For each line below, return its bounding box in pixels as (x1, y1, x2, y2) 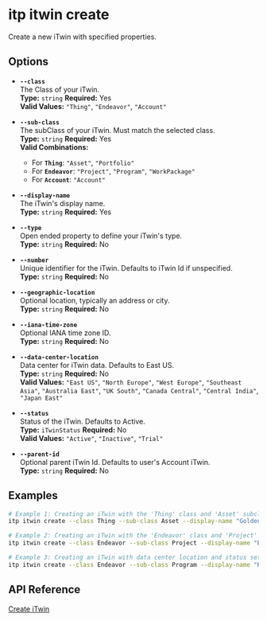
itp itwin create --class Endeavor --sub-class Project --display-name (8, 539, 250, 547)
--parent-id (19, 450, 60, 459)
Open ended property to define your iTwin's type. (19, 231, 183, 240)
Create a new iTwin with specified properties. (8, 32, 157, 41)
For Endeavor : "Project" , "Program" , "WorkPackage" (31, 166, 196, 176)
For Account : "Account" (31, 174, 106, 184)
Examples (8, 489, 58, 502)
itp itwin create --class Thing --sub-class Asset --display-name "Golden (8, 517, 261, 525)
